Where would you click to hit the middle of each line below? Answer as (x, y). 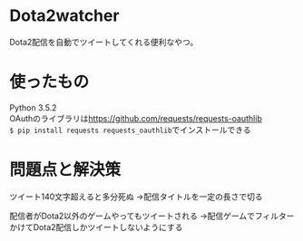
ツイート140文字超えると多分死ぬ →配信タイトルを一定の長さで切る (136, 197)
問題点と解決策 (65, 170)
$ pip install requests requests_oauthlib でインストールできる (130, 130)
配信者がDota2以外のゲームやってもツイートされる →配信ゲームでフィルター (152, 216)
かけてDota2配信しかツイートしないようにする (96, 227)
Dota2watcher (64, 16)
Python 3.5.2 (33, 107)
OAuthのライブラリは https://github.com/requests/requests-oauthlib (136, 118)
